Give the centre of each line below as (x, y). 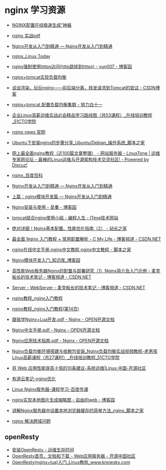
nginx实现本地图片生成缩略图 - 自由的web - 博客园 (63, 400)
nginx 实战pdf (26, 35)
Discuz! (20, 165)
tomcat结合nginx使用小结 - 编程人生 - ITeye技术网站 (65, 218)
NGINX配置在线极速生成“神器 (41, 25)
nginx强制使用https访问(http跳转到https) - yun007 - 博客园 (72, 66)
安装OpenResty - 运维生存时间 (43, 450)
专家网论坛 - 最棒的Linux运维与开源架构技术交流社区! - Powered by (81, 159)
